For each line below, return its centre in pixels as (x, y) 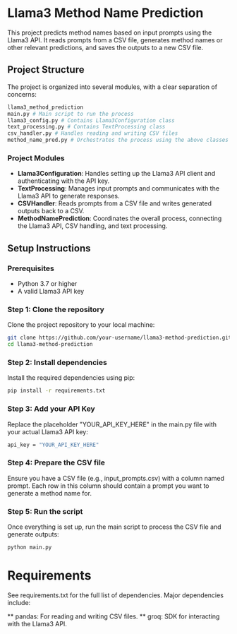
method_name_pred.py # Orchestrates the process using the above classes (118, 140)
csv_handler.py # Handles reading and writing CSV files (93, 133)
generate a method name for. (49, 493)
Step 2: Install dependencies (57, 362)
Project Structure (46, 70)
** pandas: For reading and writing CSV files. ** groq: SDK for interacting (114, 616)
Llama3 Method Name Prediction (105, 13)
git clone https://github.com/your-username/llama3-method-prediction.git (120, 338)
